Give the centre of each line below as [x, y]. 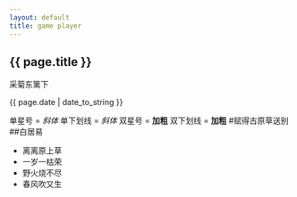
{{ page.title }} [51, 62]
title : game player [46, 26]
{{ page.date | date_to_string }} [66, 103]
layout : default [39, 17]
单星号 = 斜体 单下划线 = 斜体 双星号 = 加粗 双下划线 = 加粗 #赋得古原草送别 [149, 120]
